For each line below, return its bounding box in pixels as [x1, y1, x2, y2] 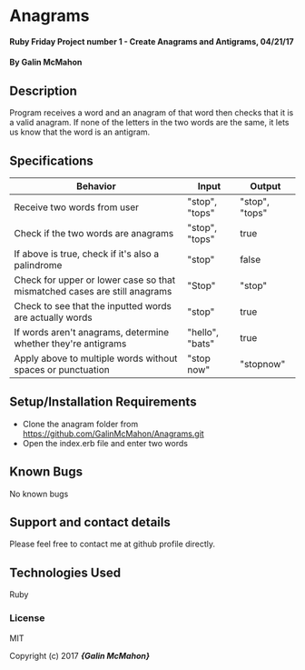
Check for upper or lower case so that [14, 274, 175, 286]
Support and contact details [9, 515, 171, 530]
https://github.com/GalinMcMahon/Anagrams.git [22, 428, 204, 439]
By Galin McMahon [9, 56, 83, 68]
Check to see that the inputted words [14, 300, 172, 312]
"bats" [187, 337, 215, 350]
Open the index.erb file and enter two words [22, 437, 189, 448]
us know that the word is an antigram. [9, 126, 151, 137]
